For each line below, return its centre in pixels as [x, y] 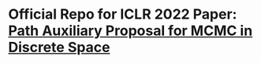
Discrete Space [59, 47]
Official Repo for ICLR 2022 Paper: [123, 14]
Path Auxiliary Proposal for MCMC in [130, 31]
